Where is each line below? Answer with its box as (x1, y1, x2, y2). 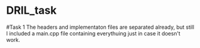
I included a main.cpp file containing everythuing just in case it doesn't (6, 29, 181, 37)
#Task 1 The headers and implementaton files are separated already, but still (6, 23, 195, 31)
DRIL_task (6, 4, 57, 17)
